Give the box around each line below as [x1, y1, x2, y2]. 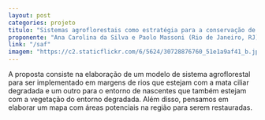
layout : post [8, 11, 51, 20]
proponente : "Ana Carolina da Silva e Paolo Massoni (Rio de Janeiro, [8, 33, 245, 42]
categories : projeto [8, 19, 77, 27]
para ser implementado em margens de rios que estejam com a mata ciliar [8, 78, 250, 87]
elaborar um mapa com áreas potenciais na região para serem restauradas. [8, 103, 253, 112]
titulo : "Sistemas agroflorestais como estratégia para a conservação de [8, 26, 256, 34]
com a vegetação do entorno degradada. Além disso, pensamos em [8, 95, 229, 104]
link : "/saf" [8, 41, 51, 49]
